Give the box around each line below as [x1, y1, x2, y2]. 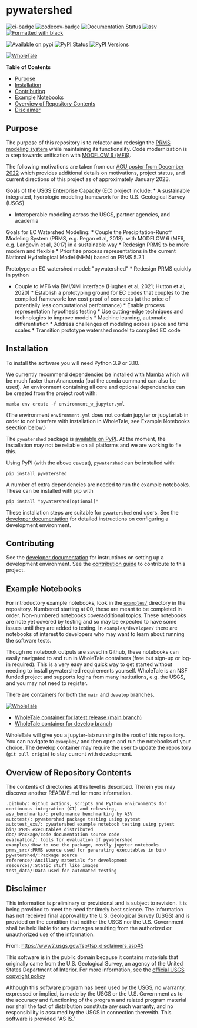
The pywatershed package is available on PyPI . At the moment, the [6, 435, 166, 442]
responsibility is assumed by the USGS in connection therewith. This [6, 1009, 172, 1016]
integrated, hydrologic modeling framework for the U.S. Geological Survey [6, 193, 186, 200]
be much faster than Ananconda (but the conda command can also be [6, 377, 176, 384]
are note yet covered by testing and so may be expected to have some [6, 618, 177, 625]
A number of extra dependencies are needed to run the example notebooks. [6, 481, 191, 488]
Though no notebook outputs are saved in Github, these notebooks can [6, 648, 179, 655]
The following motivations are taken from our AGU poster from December [6, 163, 184, 170]
